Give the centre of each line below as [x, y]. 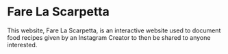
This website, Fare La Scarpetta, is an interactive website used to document [114, 30]
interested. [22, 45]
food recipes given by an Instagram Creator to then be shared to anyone [109, 37]
